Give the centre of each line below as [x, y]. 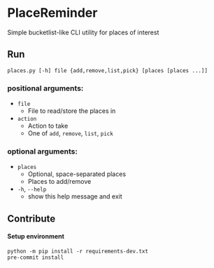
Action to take [48, 126]
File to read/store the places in [72, 111]
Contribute [31, 219]
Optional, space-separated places [77, 174]
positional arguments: [45, 88]
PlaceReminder [52, 13]
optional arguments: [43, 151]
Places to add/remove [59, 182]
